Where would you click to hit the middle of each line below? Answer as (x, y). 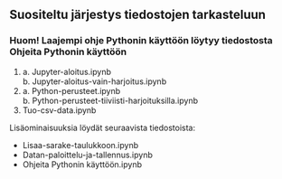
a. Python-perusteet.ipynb (71, 90)
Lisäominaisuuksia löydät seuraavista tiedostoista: (103, 127)
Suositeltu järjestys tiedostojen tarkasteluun (138, 15)
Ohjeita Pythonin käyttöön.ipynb (82, 164)
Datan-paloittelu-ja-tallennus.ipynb (88, 155)
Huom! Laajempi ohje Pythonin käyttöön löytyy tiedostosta (141, 41)
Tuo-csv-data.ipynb (59, 110)
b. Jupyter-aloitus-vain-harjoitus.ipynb (94, 81)
